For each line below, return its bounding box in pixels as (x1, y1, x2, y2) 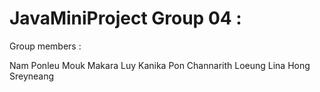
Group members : (9, 40, 82, 52)
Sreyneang (9, 70, 55, 82)
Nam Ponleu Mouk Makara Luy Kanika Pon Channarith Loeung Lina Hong (9, 59, 311, 71)
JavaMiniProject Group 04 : (9, 7, 242, 30)
